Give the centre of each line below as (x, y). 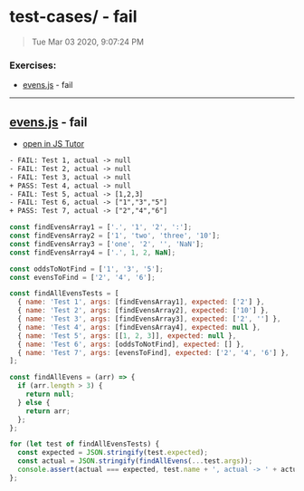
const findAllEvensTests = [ (64, 294)
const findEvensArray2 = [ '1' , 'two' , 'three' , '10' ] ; (115, 236)
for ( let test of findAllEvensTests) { (85, 444)
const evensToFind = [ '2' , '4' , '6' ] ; (82, 277)
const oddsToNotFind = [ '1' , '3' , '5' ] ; (87, 269)
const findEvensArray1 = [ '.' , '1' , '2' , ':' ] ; (101, 227)
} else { (34, 402)
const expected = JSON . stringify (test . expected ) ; (113, 453)
